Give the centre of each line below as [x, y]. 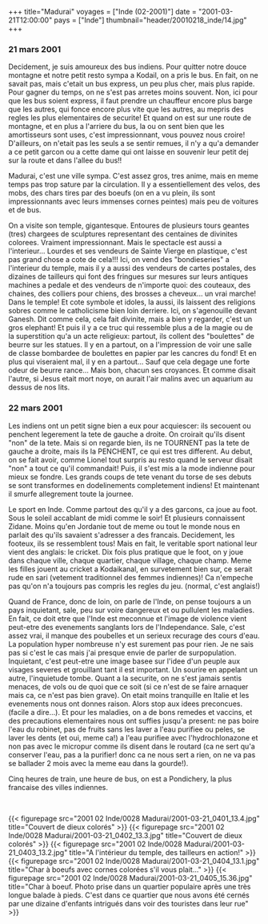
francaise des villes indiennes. [58, 787]
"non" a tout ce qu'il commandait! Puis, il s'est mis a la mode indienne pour [132, 468]
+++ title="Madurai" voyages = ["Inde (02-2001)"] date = [103, 12]
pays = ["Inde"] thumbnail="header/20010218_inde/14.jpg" [150, 20]
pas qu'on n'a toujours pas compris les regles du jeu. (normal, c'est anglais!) [134, 586]
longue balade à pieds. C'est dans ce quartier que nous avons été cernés [129, 895]
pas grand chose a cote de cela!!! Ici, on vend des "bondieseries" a [119, 260]
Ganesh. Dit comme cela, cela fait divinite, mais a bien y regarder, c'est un [130, 319]
